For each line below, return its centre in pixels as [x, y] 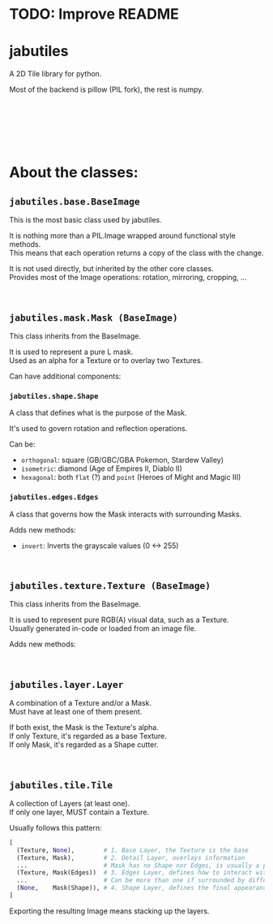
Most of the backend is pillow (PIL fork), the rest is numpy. [107, 89]
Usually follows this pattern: [55, 827]
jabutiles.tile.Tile [61, 785]
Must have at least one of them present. [76, 712]
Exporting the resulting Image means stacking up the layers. [109, 911]
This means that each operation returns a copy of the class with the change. [136, 253]
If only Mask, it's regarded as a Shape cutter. [84, 745]
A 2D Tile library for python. [55, 74]
